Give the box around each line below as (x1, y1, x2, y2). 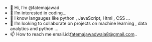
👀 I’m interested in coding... (10, 10, 67, 16)
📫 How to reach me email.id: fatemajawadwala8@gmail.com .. (10, 31, 137, 37)
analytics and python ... (10, 26, 59, 32)
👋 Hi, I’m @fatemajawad (10, 5, 60, 10)
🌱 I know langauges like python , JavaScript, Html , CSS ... (10, 15, 130, 21)
